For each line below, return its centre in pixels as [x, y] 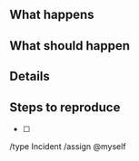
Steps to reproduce [65, 107]
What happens [52, 15]
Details [30, 76]
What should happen [69, 46]
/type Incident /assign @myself [68, 146]
